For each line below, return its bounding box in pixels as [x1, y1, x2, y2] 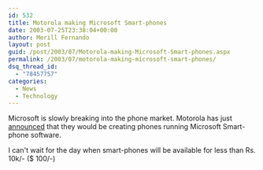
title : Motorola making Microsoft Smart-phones [8, 19, 168, 27]
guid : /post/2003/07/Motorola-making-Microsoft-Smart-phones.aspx [8, 48, 231, 56]
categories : [8, 77, 47, 85]
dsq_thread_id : [8, 63, 58, 71]
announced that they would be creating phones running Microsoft [8, 122, 222, 131]
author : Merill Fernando [8, 33, 90, 42]
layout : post [8, 41, 51, 49]
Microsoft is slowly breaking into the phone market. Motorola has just [8, 113, 232, 123]
